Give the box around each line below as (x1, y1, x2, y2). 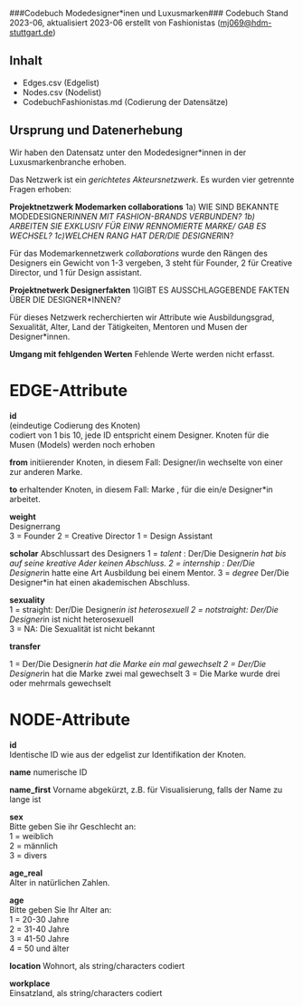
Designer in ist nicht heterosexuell (9, 614, 134, 625)
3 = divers (9, 849, 48, 860)
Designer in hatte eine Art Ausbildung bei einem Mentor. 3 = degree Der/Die (9, 566, 289, 578)
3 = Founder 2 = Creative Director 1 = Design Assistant (9, 530, 213, 541)
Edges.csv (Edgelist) (22, 77, 99, 88)
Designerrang (9, 520, 61, 531)
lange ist (9, 793, 42, 805)
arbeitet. (9, 493, 41, 504)
